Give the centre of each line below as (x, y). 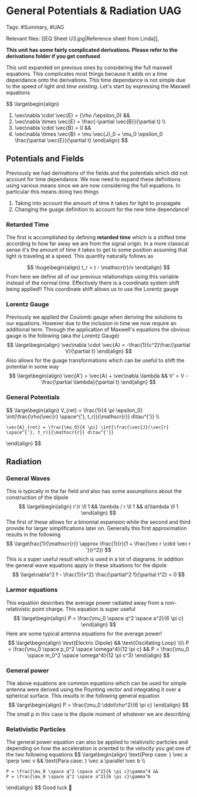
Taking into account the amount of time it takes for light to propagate (97, 203)
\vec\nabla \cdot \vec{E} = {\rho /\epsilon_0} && (72, 115)
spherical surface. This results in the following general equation (83, 695)
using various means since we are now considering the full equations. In (93, 185)
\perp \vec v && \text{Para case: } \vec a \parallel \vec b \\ (76, 761)
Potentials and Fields (45, 159)
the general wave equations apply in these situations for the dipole (86, 565)
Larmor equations (32, 590)
